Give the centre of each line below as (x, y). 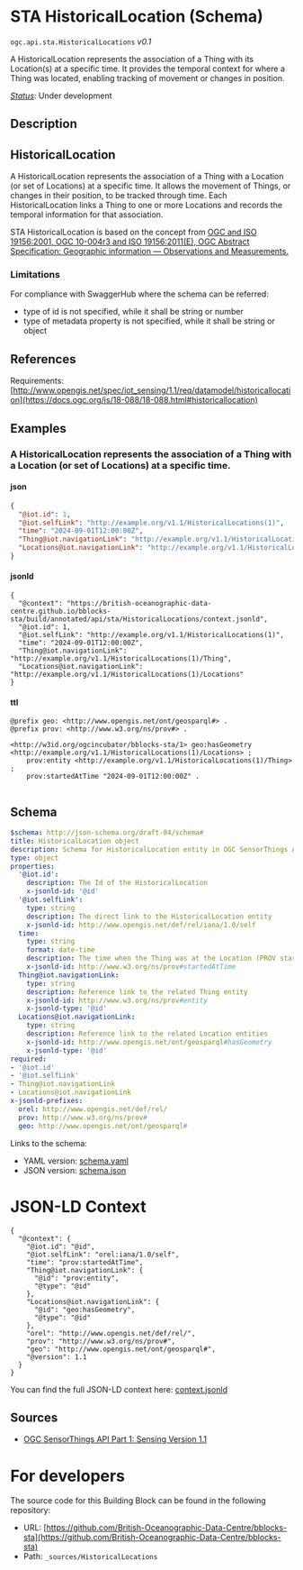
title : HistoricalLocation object (75, 841)
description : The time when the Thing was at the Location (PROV (151, 958)
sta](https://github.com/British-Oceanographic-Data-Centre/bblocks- (152, 1538)
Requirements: (37, 381)
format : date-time (61, 950)
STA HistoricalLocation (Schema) (137, 17)
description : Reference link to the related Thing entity (137, 992)
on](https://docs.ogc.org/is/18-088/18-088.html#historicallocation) (134, 400)
